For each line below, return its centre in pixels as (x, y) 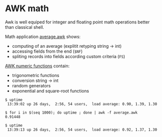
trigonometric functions (36, 75)
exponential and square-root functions (50, 91)
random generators (31, 85)
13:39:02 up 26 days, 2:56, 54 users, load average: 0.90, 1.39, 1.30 (82, 104)
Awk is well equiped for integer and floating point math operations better (77, 22)
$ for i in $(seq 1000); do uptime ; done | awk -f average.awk (71, 113)
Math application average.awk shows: (43, 37)
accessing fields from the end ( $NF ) (47, 51)
